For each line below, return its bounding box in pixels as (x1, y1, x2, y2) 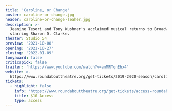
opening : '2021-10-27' (5, 46, 54, 51)
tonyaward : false (5, 55, 42, 60)
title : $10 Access (14, 93, 54, 98)
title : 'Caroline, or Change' (5, 7, 70, 13)
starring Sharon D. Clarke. (10, 31, 70, 36)
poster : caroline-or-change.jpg (5, 12, 74, 17)
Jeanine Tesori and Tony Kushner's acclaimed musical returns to (10, 27, 153, 32)
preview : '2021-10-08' (5, 41, 54, 46)
